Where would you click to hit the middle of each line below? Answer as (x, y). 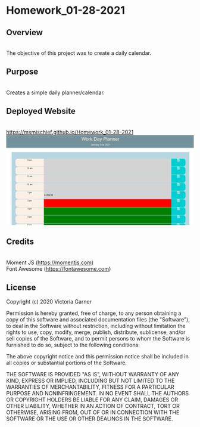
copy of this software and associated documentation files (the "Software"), (98, 320)
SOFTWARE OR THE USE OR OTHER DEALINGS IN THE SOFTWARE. (90, 419)
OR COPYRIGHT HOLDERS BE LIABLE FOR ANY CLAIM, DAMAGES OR (92, 400)
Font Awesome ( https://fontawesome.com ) (59, 268)
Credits (20, 242)
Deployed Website (41, 111)
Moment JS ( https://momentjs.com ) (50, 262)
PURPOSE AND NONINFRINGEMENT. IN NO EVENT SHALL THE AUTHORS (98, 394)
